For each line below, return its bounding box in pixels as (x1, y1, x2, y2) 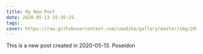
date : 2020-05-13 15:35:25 (6, 14, 74, 20)
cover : (6, 25, 23, 32)
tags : (6, 20, 20, 26)
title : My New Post (6, 8, 56, 15)
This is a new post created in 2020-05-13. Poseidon (6, 42, 136, 49)
